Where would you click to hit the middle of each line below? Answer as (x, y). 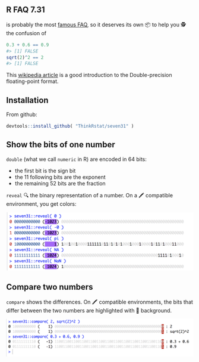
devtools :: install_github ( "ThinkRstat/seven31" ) (70, 126)
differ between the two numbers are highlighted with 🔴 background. (89, 310)
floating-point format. (32, 81)
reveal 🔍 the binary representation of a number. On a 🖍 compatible (90, 195)
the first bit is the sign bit (45, 171)
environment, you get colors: (41, 204)
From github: (22, 115)
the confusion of (26, 33)
